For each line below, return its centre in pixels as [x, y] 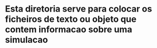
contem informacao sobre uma [69, 30]
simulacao [27, 40]
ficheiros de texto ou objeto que [71, 19]
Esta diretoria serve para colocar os [78, 9]
